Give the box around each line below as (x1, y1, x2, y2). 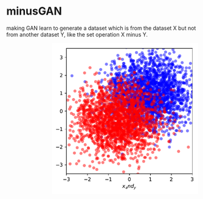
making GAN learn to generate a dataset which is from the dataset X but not (6, 24, 196, 32)
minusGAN (6, 4, 63, 18)
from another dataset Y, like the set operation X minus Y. (6, 30, 148, 38)
